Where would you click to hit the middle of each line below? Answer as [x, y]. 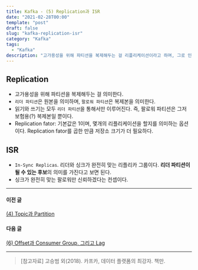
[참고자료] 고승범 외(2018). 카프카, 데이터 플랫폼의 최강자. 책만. [93, 261]
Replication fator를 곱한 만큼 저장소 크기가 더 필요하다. [90, 131]
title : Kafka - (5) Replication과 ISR [53, 11]
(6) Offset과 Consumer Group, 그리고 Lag [55, 243]
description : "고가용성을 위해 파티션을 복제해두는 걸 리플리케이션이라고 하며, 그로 [96, 55]
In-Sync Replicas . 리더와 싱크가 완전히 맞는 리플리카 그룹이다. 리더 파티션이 [102, 165]
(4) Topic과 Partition [30, 214]
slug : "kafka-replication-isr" [44, 34]
